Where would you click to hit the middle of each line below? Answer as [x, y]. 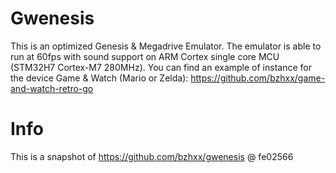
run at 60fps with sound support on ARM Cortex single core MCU [145, 56]
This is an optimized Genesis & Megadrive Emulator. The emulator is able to [166, 46]
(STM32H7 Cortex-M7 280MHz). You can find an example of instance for [161, 67]
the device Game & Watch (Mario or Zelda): [99, 78]
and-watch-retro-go [52, 88]
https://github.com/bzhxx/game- [258, 78]
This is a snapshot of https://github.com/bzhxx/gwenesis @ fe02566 [152, 156]
